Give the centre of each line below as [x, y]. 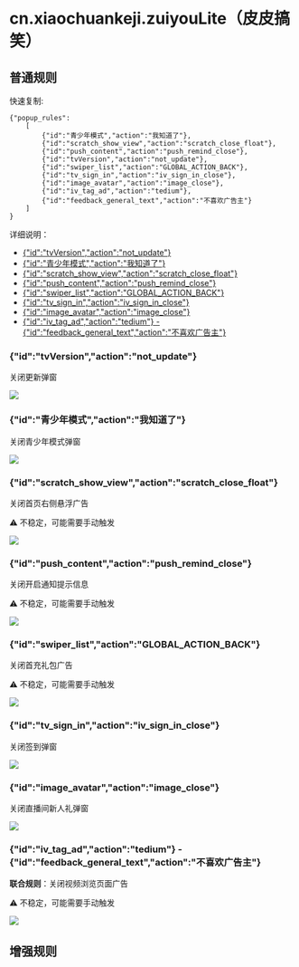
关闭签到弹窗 [33, 746]
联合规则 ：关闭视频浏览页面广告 [69, 884]
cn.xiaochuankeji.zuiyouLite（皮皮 [142, 19]
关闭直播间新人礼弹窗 [49, 809]
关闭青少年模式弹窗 [45, 441]
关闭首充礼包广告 [41, 665]
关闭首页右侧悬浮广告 [49, 503]
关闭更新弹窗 [33, 378]
